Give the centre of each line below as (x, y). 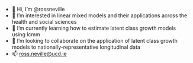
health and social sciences (44, 22)
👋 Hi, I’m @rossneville (38, 9)
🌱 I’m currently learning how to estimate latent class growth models (94, 28)
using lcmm (26, 34)
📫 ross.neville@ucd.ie (39, 54)
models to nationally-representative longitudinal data (76, 47)
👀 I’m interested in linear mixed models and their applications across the (99, 15)
